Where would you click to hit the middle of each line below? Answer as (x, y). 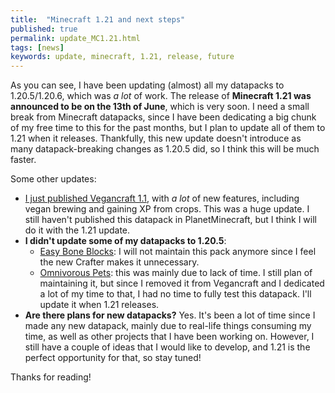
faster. (23, 160)
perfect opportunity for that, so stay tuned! (113, 358)
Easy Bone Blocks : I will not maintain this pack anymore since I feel (178, 252)
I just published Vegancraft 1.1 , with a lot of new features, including (162, 198)
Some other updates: (53, 179)
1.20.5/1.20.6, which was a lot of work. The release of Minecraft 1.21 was (161, 96)
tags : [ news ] (37, 47)
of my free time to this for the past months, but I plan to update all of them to (168, 128)
